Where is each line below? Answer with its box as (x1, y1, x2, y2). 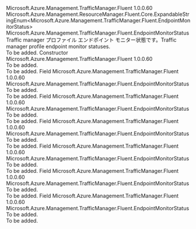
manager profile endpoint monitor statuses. (6, 43, 111, 50)
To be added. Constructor (6, 49, 68, 56)
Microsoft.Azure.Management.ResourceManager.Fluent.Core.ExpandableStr (6, 11, 190, 18)
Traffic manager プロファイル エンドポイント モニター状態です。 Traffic (6, 36, 177, 43)
